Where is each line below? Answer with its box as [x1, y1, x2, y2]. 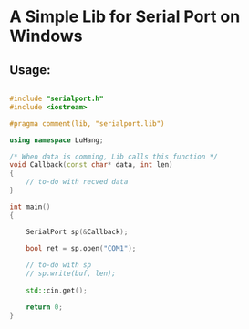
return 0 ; [26, 303, 64, 312]
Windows [9, 26, 83, 46]
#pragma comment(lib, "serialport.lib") [9, 118, 166, 129]
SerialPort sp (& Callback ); [26, 227, 129, 236]
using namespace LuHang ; [9, 135, 104, 145]
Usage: [9, 62, 52, 77]
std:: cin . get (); [26, 285, 88, 295]
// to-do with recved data [26, 178, 129, 187]
